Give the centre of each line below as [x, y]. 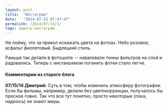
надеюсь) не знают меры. [33, 101]
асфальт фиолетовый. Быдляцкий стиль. [48, 48]
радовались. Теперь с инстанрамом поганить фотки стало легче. [75, 63]
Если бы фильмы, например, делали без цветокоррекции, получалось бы [84, 91]
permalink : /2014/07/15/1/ [33, 24]
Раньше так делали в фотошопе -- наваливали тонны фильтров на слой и [84, 57]
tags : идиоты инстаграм [30, 28]
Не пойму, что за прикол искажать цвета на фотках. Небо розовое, [77, 42]
